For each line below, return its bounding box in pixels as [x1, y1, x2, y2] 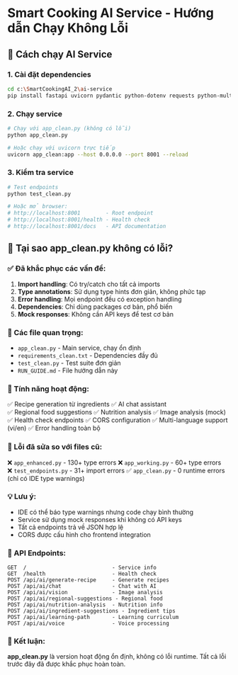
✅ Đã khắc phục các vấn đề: [7, 263, 106, 273]
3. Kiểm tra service [7, 168, 74, 178]
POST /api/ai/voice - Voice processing [7, 620, 170, 628]
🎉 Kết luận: [7, 636, 46, 646]
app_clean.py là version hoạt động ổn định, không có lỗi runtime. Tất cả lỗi [7, 652, 227, 661]
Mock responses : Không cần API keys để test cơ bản [17, 310, 174, 318]
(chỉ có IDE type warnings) [7, 474, 85, 482]
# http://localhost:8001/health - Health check [7, 216, 151, 224]
